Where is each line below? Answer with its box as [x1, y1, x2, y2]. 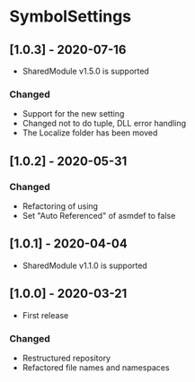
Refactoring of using [22, 200, 99, 212]
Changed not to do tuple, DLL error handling [22, 118, 187, 129]
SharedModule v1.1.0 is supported [22, 260, 148, 271]
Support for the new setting [22, 109, 125, 119]
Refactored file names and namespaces [22, 361, 170, 373]
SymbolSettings [9, 6, 132, 27]
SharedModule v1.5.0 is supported [22, 65, 150, 76]
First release [22, 309, 69, 320]
